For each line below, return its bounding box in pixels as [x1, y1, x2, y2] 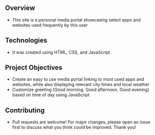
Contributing [5, 106, 45, 114]
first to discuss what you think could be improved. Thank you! [12, 124, 136, 130]
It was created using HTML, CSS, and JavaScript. [12, 49, 112, 55]
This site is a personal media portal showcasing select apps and [12, 17, 141, 22]
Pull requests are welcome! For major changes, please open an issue [12, 119, 151, 125]
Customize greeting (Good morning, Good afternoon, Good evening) [12, 87, 150, 92]
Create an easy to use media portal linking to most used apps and [12, 76, 144, 82]
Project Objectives [5, 64, 62, 72]
